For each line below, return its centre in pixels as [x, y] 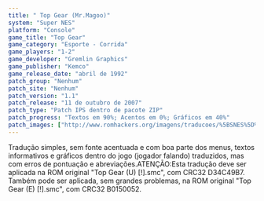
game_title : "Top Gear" [47, 37]
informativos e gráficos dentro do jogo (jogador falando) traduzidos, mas [126, 155]
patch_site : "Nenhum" [44, 88]
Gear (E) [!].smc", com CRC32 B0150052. [75, 188]
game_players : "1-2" [42, 52]
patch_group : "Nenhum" [45, 81]
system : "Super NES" [42, 23]
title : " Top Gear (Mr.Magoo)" [59, 15]
